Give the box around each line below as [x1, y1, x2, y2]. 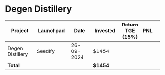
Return [122, 21, 138, 28]
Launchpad [38, 27, 65, 34]
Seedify [36, 48, 55, 54]
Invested [94, 27, 115, 34]
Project [11, 27, 28, 34]
